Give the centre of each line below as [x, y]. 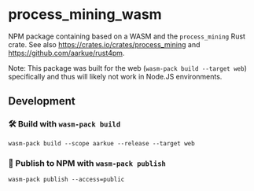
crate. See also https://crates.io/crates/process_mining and [104, 44]
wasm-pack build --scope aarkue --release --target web [101, 143]
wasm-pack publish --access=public [66, 179]
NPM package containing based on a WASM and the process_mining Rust [127, 36]
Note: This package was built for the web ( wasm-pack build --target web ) [128, 68]
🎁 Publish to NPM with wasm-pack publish [87, 163]
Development [42, 101]
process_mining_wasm [85, 15]
